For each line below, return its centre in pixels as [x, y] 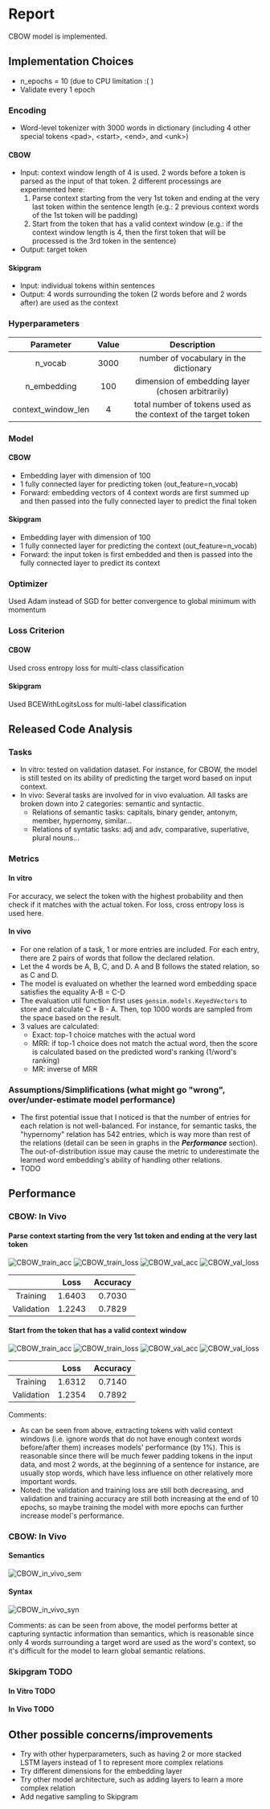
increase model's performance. [72, 1516]
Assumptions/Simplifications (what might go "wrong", [117, 1089]
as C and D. [39, 974]
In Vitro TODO [32, 1691]
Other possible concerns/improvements [111, 1735]
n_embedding [51, 386]
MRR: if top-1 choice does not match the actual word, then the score [145, 1043]
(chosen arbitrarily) [192, 391]
